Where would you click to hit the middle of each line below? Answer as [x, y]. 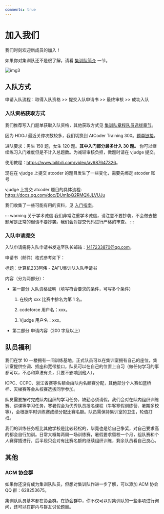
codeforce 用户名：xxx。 [44, 309]
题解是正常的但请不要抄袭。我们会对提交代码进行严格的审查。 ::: [70, 222]
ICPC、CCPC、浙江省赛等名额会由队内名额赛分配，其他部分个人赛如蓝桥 [78, 383]
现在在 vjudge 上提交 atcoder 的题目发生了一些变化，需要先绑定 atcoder [77, 173]
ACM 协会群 [19, 473]
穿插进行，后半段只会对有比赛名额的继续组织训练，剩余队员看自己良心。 [86, 440]
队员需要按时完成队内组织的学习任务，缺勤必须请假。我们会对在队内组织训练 [82, 399]
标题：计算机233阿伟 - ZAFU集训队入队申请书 [51, 268]
